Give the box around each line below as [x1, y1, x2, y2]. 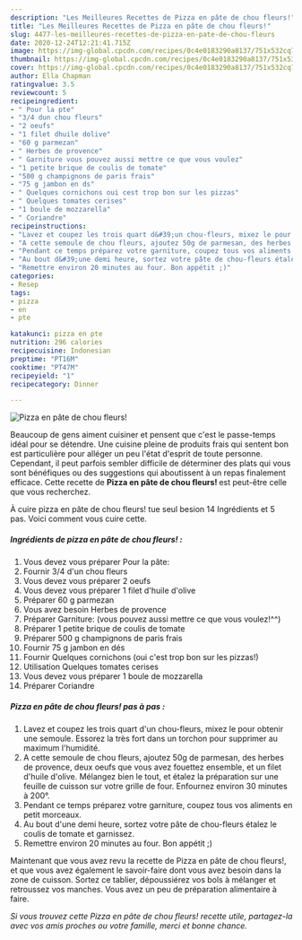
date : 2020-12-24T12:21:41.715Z [10, 38, 131, 48]
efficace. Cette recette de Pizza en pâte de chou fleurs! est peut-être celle [10, 477, 288, 488]
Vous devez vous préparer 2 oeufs [22, 576, 151, 587]
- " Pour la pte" [10, 105, 75, 114]
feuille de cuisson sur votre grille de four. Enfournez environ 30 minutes [22, 781, 288, 792]
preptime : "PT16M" [10, 354, 79, 363]
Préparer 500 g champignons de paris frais [22, 633, 183, 644]
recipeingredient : [10, 96, 79, 106]
